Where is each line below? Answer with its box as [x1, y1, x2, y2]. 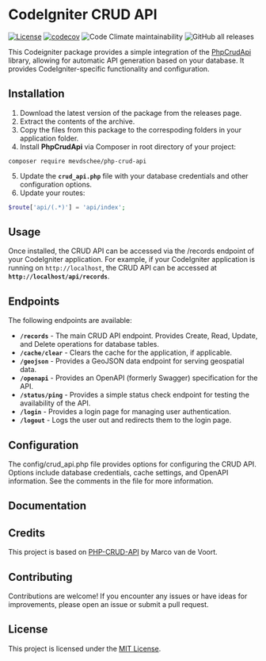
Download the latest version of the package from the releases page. [19, 108, 242, 117]
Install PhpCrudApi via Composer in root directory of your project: [19, 141, 236, 152]
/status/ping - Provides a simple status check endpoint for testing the [19, 390, 249, 400]
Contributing [8, 570, 73, 584]
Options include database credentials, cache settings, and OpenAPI [8, 468, 229, 478]
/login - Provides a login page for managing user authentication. [19, 407, 232, 417]
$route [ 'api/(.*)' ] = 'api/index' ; [8, 203, 126, 211]
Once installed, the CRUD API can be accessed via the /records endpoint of [8, 246, 255, 256]
